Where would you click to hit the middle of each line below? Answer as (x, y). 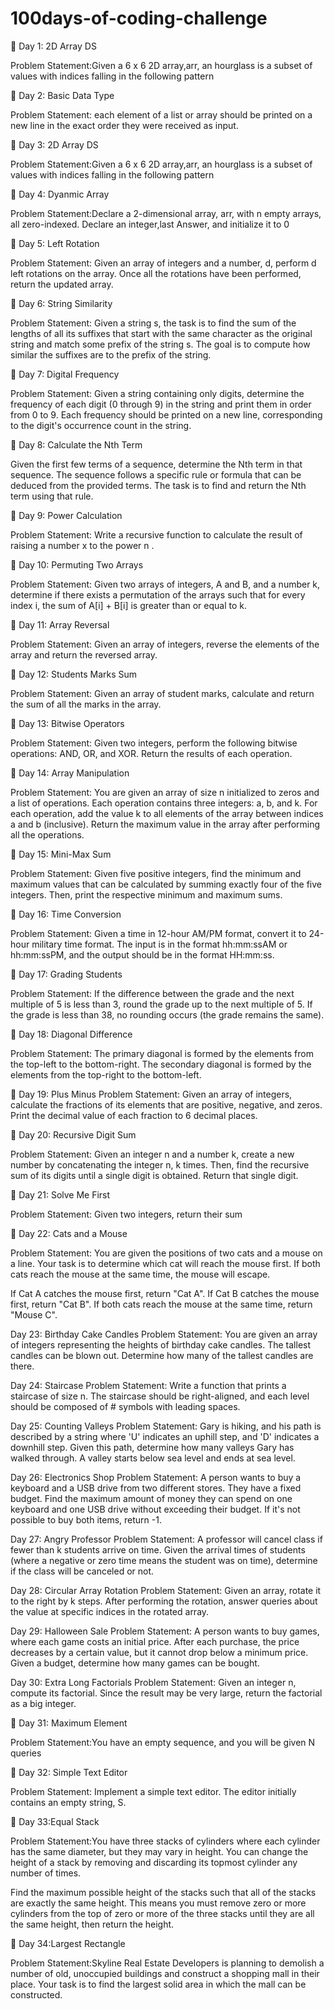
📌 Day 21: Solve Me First (60, 1194)
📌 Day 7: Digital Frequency (65, 374)
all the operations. (47, 834)
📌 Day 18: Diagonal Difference (71, 1034)
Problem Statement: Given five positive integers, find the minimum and (156, 873)
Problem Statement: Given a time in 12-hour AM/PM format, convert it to (158, 933)
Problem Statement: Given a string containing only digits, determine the (157, 393)
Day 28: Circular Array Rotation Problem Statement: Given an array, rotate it (166, 1590)
